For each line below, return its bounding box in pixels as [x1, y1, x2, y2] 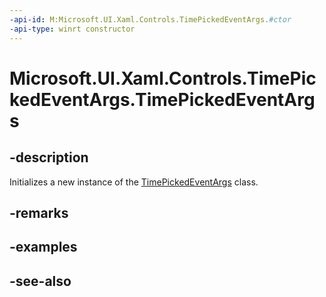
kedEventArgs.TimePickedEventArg [9, 88, 316, 111]
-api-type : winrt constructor [9, 24, 136, 34]
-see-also [9, 272, 72, 290]
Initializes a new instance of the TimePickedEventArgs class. [9, 176, 259, 188]
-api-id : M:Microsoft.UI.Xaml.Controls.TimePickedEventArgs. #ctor [9, 14, 292, 25]
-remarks [9, 204, 69, 221]
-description [9, 149, 89, 166]
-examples [9, 239, 78, 256]
